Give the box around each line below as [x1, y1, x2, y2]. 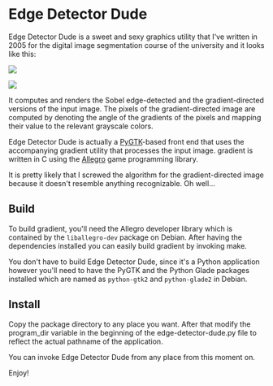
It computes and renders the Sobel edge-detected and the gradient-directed [8, 95, 264, 105]
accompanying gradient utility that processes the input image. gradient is [8, 145, 253, 155]
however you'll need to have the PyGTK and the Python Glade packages [8, 265, 250, 275]
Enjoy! [8, 367, 30, 378]
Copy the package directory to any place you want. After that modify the [8, 319, 251, 329]
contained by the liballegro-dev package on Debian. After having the [8, 232, 242, 242]
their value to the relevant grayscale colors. [8, 121, 154, 131]
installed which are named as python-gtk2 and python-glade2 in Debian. [8, 274, 248, 284]
